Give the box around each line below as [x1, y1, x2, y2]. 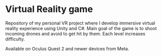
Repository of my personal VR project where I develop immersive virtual [5, 20, 156, 26]
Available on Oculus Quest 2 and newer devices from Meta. [5, 45, 129, 51]
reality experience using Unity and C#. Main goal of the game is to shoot [5, 25, 157, 31]
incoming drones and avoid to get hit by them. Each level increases [5, 30, 146, 36]
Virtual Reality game [5, 3, 93, 15]
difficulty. [5, 36, 25, 42]
